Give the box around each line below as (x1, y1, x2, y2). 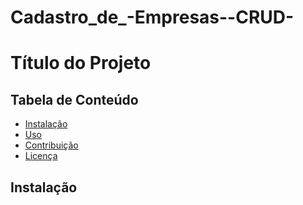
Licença (24, 150, 58, 162)
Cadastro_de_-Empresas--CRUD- (10, 6, 295, 29)
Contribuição (24, 139, 79, 151)
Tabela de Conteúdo (10, 91, 139, 108)
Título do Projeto (10, 52, 152, 75)
